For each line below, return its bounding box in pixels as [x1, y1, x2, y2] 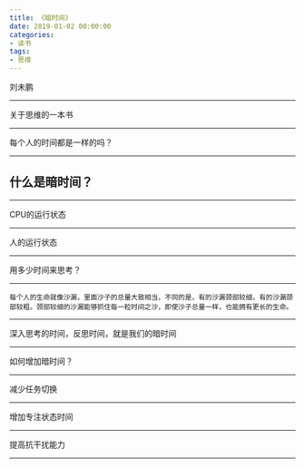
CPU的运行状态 [9, 209, 66, 219]
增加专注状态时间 [9, 411, 74, 422]
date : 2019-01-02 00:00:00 [9, 22, 112, 31]
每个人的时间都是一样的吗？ [9, 137, 113, 148]
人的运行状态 [9, 237, 57, 248]
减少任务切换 [9, 383, 57, 395]
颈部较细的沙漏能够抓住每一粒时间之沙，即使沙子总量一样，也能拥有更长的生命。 [35, 302, 293, 311]
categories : [9, 30, 54, 39]
